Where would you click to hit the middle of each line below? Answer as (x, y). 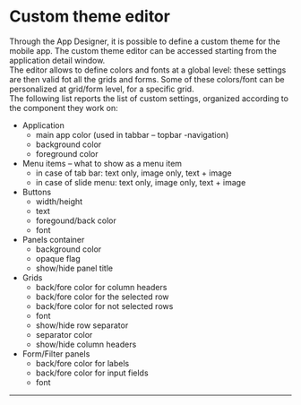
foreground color (67, 153)
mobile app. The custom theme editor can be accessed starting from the (143, 50)
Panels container (53, 239)
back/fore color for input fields (92, 373)
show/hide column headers (86, 344)
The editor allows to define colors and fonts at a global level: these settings (148, 70)
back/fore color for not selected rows (104, 306)
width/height (59, 201)
